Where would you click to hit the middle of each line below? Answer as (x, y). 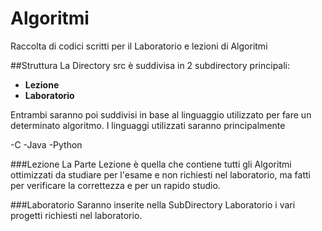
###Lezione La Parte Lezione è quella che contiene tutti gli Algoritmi (151, 164)
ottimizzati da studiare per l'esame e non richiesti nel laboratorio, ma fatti (160, 174)
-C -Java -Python (46, 144)
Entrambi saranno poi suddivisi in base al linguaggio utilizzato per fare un (161, 114)
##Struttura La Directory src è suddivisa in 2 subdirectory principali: (150, 65)
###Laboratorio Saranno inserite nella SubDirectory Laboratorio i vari (153, 204)
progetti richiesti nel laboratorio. (76, 215)
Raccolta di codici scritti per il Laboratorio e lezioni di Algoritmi (139, 46)
